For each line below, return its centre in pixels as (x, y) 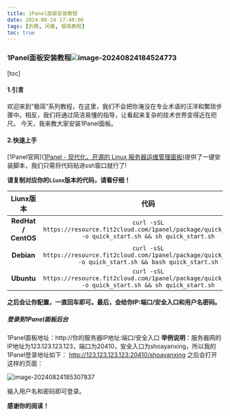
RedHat (24, 221)
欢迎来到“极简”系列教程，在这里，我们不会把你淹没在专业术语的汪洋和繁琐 (112, 106)
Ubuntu (24, 278)
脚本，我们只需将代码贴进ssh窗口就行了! (70, 165)
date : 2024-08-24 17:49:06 (46, 20)
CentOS (23, 238)
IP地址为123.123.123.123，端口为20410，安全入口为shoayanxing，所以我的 (112, 346)
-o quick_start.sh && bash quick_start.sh (148, 262)
